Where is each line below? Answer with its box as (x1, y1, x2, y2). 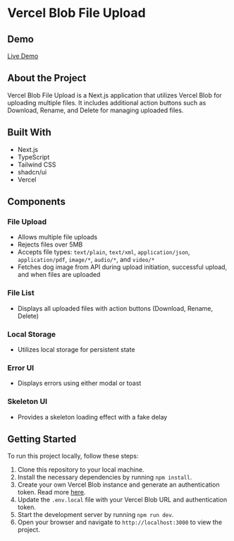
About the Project (7, 72, 87, 84)
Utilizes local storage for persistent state (17, 345, 135, 354)
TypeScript (17, 153, 50, 161)
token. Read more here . (17, 488, 86, 497)
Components (7, 196, 66, 208)
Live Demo (7, 52, 39, 60)
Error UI (7, 362, 35, 372)
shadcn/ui (17, 167, 47, 176)
